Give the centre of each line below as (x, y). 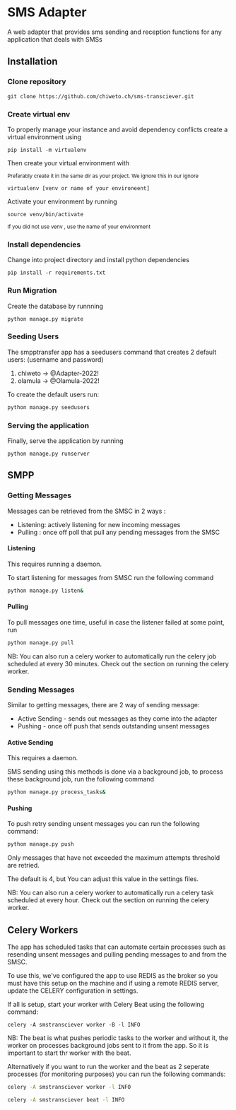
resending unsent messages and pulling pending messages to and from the (117, 955)
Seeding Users (33, 336)
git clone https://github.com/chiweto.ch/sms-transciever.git (101, 96)
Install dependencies (44, 244)
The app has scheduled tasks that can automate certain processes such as (117, 947)
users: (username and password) (55, 359)
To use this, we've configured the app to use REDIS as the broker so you (113, 976)
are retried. (24, 866)
